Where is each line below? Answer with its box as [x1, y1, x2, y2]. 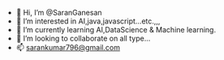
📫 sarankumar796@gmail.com [15, 43, 120, 52]
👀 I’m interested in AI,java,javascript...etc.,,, [15, 16, 161, 26]
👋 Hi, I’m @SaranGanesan [15, 8, 103, 17]
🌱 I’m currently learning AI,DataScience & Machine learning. [15, 25, 217, 34]
